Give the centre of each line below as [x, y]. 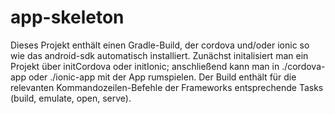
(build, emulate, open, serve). [71, 98]
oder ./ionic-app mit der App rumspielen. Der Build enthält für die [162, 77]
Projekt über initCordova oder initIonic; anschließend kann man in [145, 66]
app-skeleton [67, 17]
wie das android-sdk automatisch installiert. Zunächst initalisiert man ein [159, 55]
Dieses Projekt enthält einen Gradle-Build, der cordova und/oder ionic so [160, 45]
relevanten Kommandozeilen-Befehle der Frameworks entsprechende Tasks [167, 87]
